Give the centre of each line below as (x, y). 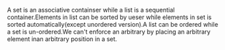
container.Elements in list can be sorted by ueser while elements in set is (109, 17)
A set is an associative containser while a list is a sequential (91, 10)
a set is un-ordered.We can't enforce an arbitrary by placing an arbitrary (109, 32)
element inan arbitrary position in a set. (62, 39)
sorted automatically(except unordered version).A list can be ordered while (113, 24)
